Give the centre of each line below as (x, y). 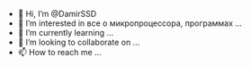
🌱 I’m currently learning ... (66, 33)
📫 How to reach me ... (59, 52)
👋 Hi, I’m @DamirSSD (57, 14)
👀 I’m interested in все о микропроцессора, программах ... (130, 23)
